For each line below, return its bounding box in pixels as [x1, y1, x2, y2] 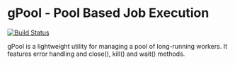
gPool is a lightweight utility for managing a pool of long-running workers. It [7, 42, 228, 50]
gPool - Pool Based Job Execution [7, 5, 210, 21]
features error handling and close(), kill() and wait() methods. [7, 49, 185, 58]
